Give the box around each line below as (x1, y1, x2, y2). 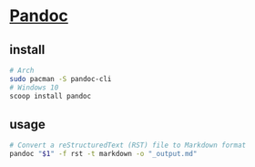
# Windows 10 (9, 83, 59, 92)
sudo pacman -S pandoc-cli (9, 74, 112, 83)
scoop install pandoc (9, 91, 92, 100)
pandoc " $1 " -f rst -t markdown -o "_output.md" (9, 150, 198, 159)
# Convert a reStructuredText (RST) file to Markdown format (9, 141, 247, 151)
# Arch (9, 66, 35, 75)
